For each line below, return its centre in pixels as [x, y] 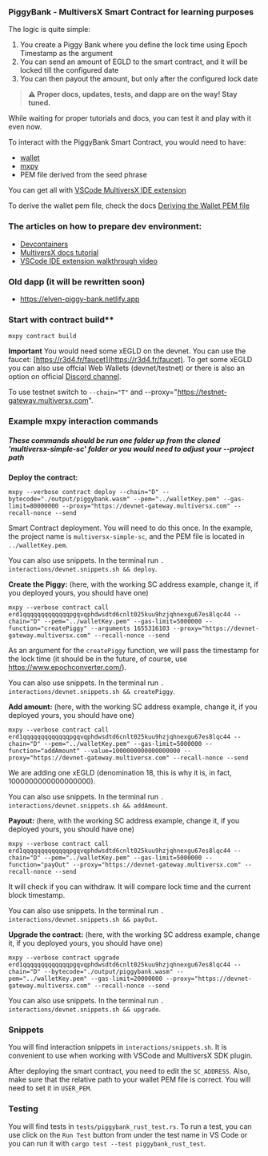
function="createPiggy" [48, 629]
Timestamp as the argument [66, 54]
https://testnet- [202, 392]
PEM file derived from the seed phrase [84, 175]
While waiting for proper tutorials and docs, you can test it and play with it [130, 118]
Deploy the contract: [43, 477]
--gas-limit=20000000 [126, 979]
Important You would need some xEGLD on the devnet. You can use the [127, 351]
